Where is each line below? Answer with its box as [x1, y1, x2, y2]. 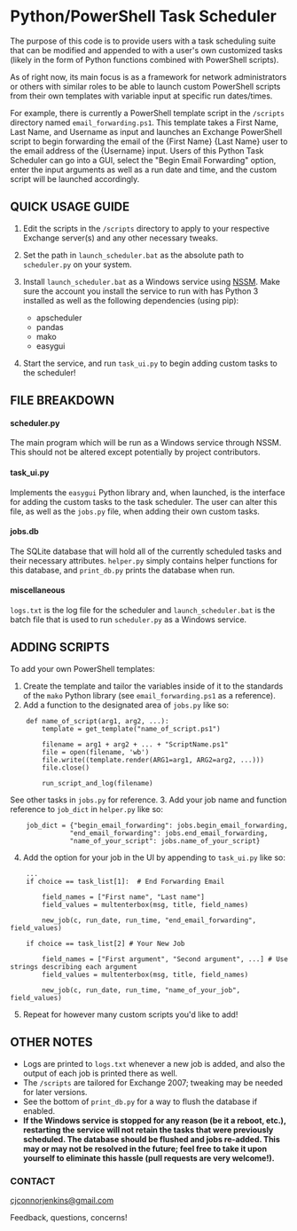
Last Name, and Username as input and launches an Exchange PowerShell [10, 126, 283, 137]
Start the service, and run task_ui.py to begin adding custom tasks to [22, 358, 277, 368]
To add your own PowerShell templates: [10, 663, 156, 674]
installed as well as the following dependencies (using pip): [22, 295, 239, 305]
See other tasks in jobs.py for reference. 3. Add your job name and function [10, 794, 287, 805]
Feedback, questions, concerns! [10, 1211, 128, 1222]
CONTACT [10, 1174, 56, 1187]
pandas [35, 321, 65, 332]
